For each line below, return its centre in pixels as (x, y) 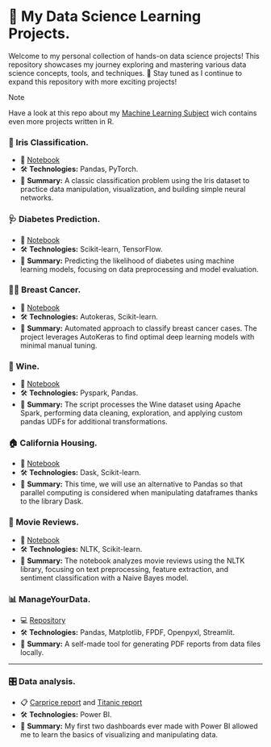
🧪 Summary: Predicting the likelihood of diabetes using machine (127, 261)
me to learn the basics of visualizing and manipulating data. (119, 735)
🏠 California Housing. (53, 443)
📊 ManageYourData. (50, 599)
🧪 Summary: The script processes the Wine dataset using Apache (130, 405)
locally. (32, 653)
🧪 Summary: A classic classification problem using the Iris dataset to (135, 181)
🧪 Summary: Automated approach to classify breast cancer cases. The (139, 328)
